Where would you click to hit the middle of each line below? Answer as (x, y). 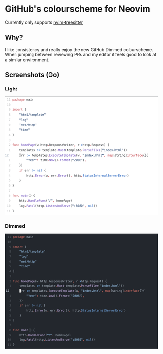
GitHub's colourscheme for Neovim (78, 9)
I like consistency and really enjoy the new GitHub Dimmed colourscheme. (79, 49)
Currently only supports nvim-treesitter (44, 22)
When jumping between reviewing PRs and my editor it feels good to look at (81, 54)
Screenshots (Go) (32, 75)
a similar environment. (27, 60)
